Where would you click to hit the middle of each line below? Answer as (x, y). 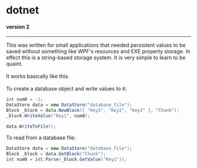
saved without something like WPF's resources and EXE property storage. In (98, 52)
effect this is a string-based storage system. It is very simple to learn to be (96, 58)
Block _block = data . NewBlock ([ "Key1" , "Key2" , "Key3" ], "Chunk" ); (93, 111)
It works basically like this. (38, 76)
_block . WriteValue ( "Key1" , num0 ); (48, 116)
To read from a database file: (41, 138)
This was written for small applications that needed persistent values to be (96, 45)
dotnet (23, 10)
